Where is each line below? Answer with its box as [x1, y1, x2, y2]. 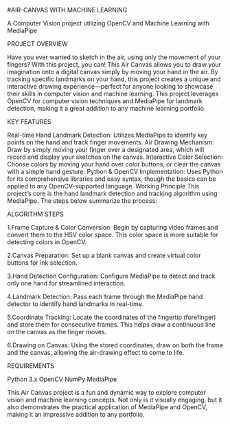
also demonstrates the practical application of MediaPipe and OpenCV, [7, 403, 208, 411]
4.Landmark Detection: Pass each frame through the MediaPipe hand [7, 292, 203, 301]
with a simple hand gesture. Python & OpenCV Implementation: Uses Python [7, 168, 223, 175]
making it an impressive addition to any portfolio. [7, 411, 145, 418]
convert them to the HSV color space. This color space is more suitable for [7, 230, 218, 239]
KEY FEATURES [7, 118, 51, 126]
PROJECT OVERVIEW [7, 40, 68, 47]
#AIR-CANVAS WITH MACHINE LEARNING [7, 6, 128, 14]
